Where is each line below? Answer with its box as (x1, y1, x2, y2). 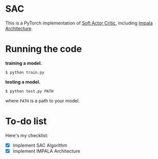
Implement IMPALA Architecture (12, 148, 80, 154)
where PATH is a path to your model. (5, 97, 80, 103)
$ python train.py (5, 70, 44, 75)
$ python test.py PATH (5, 89, 54, 94)
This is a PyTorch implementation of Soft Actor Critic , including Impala (5, 20, 153, 26)
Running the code (5, 43, 82, 55)
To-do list (5, 116, 47, 127)
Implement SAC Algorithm (12, 142, 67, 148)
